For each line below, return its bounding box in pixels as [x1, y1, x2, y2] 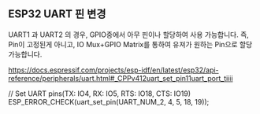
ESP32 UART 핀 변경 [8, 7, 106, 21]
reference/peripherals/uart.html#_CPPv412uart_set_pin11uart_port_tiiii [8, 73, 234, 83]
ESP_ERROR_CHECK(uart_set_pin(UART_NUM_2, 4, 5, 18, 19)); [8, 97, 210, 106]
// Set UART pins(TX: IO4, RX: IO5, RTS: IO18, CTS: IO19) [8, 89, 191, 98]
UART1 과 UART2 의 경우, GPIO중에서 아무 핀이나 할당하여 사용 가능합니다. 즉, [8, 30, 250, 39]
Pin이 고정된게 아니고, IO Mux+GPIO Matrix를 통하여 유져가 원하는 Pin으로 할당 [8, 39, 253, 49]
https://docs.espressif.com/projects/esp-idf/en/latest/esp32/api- [8, 65, 219, 75]
